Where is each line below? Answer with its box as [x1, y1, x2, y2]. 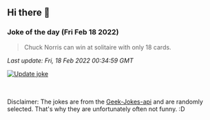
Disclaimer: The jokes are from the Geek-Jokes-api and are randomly [7, 97, 203, 106]
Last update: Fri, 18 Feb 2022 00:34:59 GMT [7, 56, 134, 64]
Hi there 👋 [7, 7, 50, 19]
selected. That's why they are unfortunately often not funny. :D [7, 104, 185, 113]
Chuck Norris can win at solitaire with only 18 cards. [23, 43, 171, 51]
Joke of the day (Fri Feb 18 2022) [7, 27, 119, 37]
